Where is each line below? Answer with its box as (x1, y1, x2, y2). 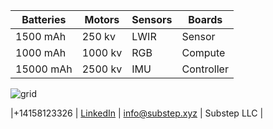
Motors (84, 13, 120, 26)
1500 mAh (15, 30, 67, 43)
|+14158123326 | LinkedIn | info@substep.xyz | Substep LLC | (10, 107, 264, 119)
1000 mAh (15, 46, 67, 59)
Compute (181, 46, 226, 59)
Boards (188, 13, 223, 26)
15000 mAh (15, 62, 73, 76)
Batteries (21, 13, 67, 26)
